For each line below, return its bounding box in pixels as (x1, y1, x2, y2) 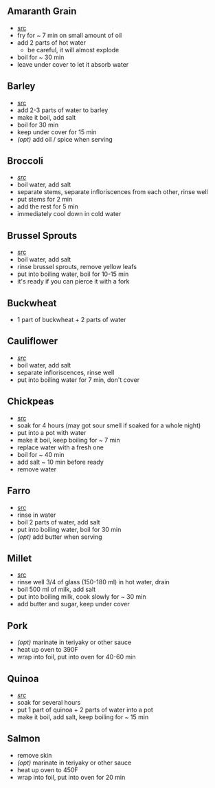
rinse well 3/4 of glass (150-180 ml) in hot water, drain (16, 578, 170, 586)
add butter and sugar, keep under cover (16, 600, 130, 608)
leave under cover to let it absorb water (16, 60, 129, 68)
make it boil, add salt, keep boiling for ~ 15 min (16, 712, 149, 721)
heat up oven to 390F (16, 646, 78, 654)
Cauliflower (7, 335, 58, 347)
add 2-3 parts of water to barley (16, 106, 109, 114)
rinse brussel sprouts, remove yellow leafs (16, 263, 137, 271)
